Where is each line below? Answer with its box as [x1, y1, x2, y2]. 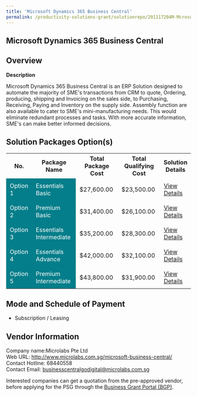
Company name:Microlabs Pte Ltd [6, 347, 88, 354]
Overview [6, 56, 43, 66]
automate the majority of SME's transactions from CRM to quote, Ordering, [6, 89, 186, 96]
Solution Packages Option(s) [6, 137, 113, 147]
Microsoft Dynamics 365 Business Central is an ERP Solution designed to [6, 83, 183, 90]
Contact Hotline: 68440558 [6, 360, 73, 367]
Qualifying [124, 162, 154, 170]
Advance [36, 255, 60, 263]
